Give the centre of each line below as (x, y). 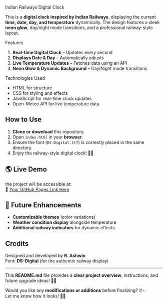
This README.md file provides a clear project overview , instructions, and (82, 275)
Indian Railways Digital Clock (35, 7)
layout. (12, 33)
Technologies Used (25, 78)
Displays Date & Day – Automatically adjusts (58, 58)
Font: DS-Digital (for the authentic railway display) (57, 261)
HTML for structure (32, 88)
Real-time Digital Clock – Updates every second (62, 52)
